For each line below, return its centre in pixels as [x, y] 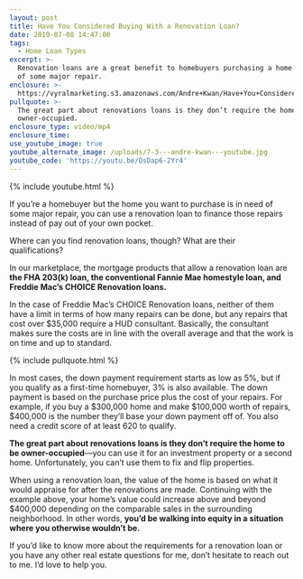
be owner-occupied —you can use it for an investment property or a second [151, 453]
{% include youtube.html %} [62, 186]
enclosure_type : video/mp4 [60, 127]
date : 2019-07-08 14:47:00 [60, 34]
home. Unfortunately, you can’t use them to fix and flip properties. [132, 462]
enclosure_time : [40, 135]
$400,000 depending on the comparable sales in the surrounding [131, 509]
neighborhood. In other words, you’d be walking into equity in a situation [147, 518]
